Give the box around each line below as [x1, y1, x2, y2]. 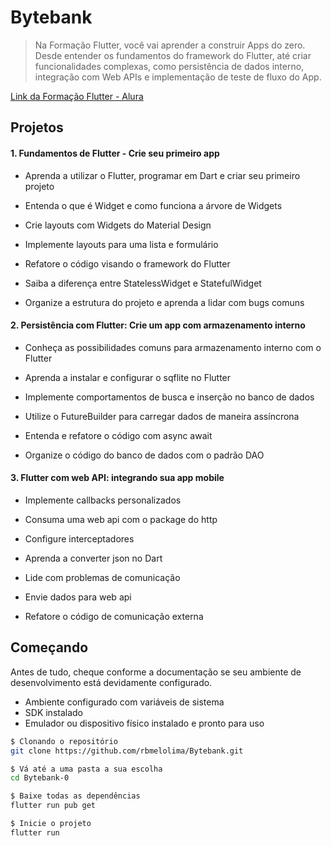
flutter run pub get [10, 801, 97, 811]
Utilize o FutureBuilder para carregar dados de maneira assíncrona [24, 410, 300, 422]
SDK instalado [24, 706, 84, 718]
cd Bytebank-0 [10, 773, 70, 783]
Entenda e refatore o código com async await [24, 429, 213, 441]
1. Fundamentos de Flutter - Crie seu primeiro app [10, 147, 220, 159]
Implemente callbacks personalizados [24, 494, 182, 506]
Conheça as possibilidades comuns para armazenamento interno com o [24, 341, 322, 353]
